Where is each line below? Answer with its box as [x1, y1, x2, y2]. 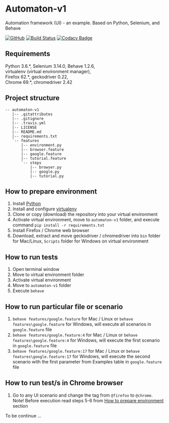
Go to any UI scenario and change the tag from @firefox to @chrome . [12, 392, 153, 398]
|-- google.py [30, 169, 59, 174]
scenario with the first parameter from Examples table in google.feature [12, 359, 162, 364]
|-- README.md [12, 129, 42, 134]
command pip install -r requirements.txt [12, 222, 105, 228]
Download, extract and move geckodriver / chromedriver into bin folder [12, 233, 161, 239]
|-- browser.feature [21, 147, 64, 152]
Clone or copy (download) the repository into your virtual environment [12, 211, 158, 217]
